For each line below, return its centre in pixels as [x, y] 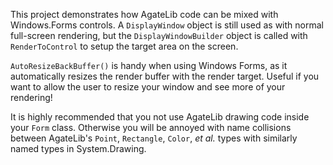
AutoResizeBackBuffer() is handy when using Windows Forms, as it [149, 65]
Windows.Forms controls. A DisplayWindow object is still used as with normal [167, 25]
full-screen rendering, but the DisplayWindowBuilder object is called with [159, 35]
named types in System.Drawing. [78, 148]
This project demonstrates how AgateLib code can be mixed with [144, 14]
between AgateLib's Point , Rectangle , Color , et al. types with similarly [154, 138]
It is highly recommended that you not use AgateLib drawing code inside [160, 117]
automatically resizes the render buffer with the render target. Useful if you [165, 76]
